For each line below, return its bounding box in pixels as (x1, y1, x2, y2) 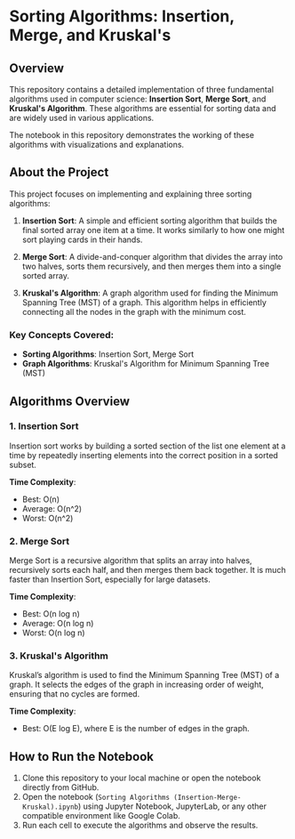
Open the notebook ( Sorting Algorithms (21, 792, 171, 803)
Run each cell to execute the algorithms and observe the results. (21, 820, 259, 831)
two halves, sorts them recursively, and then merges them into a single (21, 261, 282, 271)
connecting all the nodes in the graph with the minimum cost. (21, 306, 247, 317)
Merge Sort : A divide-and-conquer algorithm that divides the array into (21, 251, 283, 262)
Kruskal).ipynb (21, 803, 79, 811)
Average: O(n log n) (21, 618, 94, 629)
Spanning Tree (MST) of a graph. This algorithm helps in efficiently (21, 296, 267, 308)
